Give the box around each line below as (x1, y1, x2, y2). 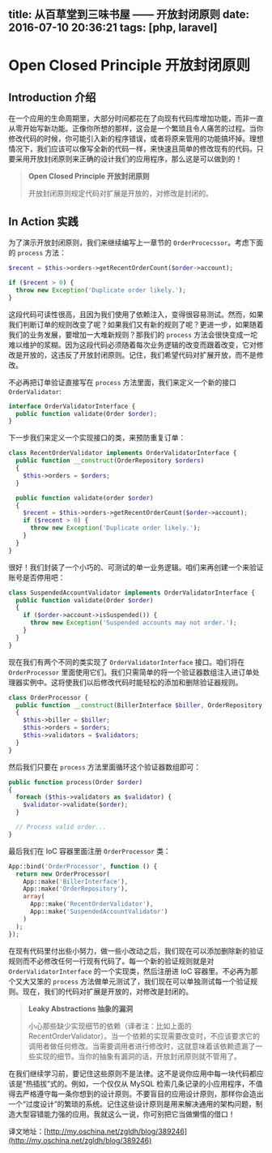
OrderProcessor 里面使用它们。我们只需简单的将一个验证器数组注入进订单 (8, 667, 253, 677)
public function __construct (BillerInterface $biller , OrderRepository (15, 701, 263, 709)
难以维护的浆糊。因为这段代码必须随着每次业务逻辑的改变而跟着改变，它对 (8, 340, 257, 349)
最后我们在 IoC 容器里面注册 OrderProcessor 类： (8, 846, 172, 855)
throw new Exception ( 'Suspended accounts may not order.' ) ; (29, 619, 237, 627)
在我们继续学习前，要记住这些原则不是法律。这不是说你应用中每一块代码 (8, 1069, 249, 1078)
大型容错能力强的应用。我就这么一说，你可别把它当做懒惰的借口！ (15, 1109, 236, 1119)
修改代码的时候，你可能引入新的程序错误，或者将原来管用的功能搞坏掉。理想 (8, 134, 264, 144)
